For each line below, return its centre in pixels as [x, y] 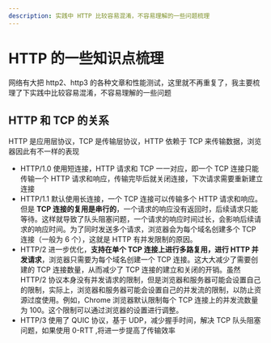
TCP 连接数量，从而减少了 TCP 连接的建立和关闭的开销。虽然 [138, 270]
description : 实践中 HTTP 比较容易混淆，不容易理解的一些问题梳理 [109, 16]
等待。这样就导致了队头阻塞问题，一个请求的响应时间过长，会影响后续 [137, 219]
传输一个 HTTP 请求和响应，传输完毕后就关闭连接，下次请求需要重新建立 [142, 179]
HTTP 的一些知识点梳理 [86, 58]
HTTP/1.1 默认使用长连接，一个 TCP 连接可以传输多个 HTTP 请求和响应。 [141, 199]
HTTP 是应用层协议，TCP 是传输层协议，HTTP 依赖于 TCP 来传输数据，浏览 [135, 142]
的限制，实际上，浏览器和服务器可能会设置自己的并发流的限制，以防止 [137, 290]
